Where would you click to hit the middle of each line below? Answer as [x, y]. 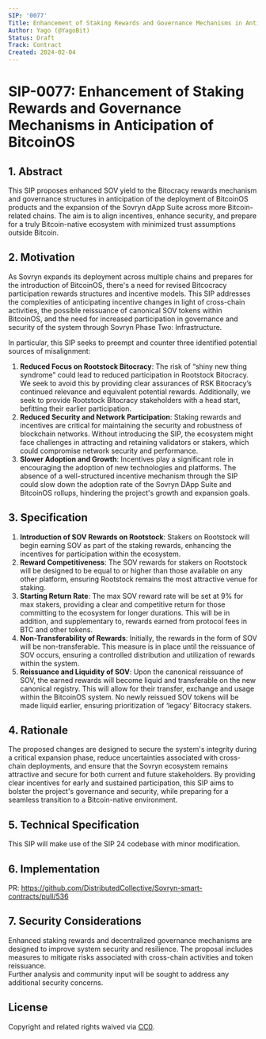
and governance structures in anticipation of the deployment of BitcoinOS [128, 199]
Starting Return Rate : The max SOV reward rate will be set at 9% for [131, 596]
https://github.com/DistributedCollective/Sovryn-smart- [112, 888]
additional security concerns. [56, 982]
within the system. [49, 663]
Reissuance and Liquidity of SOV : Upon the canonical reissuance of [131, 672]
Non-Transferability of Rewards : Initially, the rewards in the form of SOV [138, 638]
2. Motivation [42, 257]
